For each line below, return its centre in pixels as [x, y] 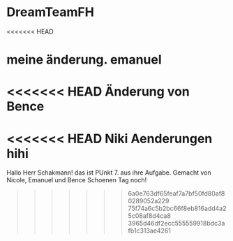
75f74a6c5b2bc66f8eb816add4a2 [177, 209]
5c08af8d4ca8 [150, 216]
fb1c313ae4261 [150, 231]
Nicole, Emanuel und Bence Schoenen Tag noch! [77, 180]
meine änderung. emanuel [84, 60]
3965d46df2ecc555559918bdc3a [176, 224]
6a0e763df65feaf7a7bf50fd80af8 [176, 193]
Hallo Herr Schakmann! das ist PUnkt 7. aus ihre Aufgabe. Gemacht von [109, 173]
